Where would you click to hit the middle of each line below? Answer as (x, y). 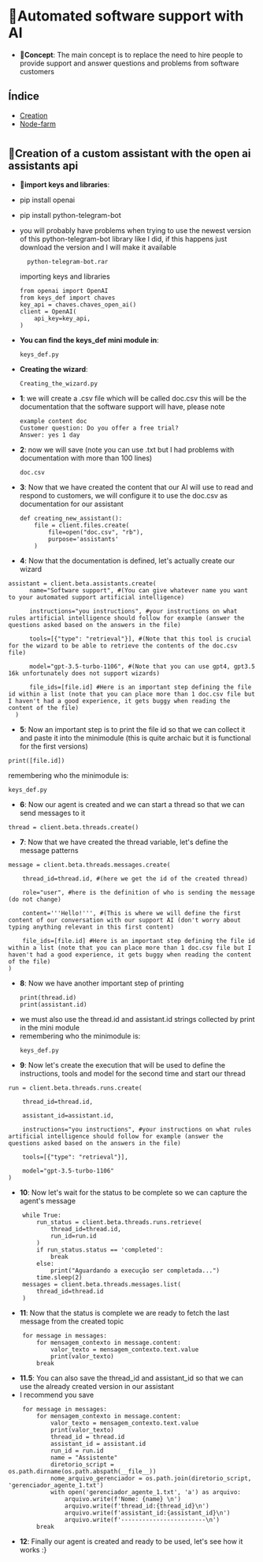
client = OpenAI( (48, 312)
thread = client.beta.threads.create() (74, 828)
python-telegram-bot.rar (68, 262)
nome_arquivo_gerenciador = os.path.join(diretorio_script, (151, 1479)
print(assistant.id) (53, 1005)
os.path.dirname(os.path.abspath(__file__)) (82, 1472)
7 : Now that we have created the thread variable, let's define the (124, 842)
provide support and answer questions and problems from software (129, 63)
